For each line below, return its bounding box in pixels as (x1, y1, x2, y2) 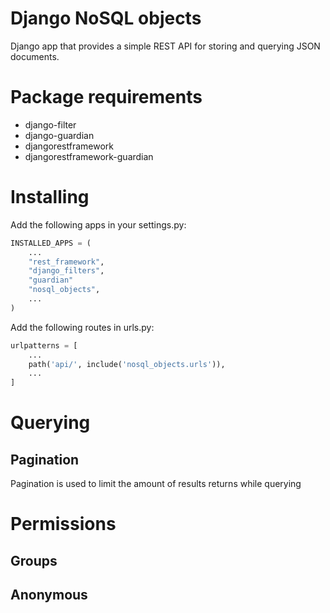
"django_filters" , (28, 266, 105, 276)
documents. (10, 50, 60, 62)
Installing (10, 186, 90, 209)
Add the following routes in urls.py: (10, 321, 155, 333)
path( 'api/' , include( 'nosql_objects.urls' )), (28, 359, 226, 369)
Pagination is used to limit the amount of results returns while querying (10, 478, 302, 490)
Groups (10, 552, 58, 569)
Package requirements (10, 86, 203, 109)
